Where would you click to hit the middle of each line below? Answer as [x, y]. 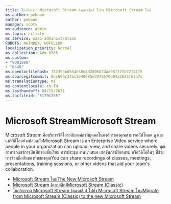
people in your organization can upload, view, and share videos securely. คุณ [86, 147]
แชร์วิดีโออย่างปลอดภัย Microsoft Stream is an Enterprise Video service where [81, 141]
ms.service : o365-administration [41, 39]
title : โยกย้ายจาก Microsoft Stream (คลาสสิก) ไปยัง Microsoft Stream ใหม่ [78, 10]
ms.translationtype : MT [31, 81]
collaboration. [20, 169]
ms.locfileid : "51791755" [33, 96]
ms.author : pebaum [25, 15]
